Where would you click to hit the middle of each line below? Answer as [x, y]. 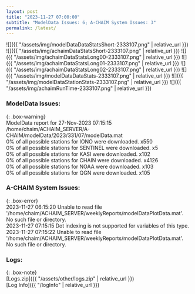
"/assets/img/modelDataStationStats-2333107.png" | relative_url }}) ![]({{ [94, 82]
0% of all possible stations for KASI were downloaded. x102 [78, 154]
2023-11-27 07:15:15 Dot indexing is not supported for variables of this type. [98, 225]
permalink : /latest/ [31, 28]
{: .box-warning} [26, 116]
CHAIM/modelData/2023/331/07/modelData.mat [65, 135]
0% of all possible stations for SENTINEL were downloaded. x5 [82, 148]
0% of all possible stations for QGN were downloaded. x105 [78, 173]
